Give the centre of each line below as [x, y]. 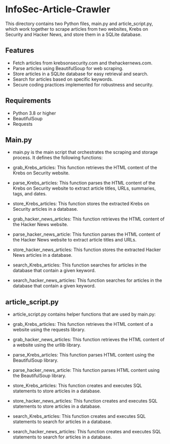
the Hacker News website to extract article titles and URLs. [75, 240]
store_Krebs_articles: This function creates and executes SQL [77, 386]
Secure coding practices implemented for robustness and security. [83, 84]
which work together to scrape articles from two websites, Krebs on [77, 29]
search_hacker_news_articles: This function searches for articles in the [87, 280]
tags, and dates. [30, 194]
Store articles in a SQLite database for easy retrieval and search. [80, 74]
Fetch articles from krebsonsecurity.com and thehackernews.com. [82, 63]
